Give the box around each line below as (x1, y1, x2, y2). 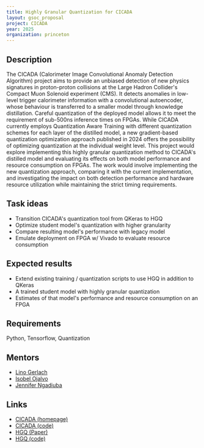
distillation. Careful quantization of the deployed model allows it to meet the (6, 109, 197, 117)
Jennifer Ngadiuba (15, 381, 62, 389)
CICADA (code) (15, 422, 54, 429)
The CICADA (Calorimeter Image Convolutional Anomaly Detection (6, 70, 173, 78)
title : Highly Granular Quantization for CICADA (6, 9, 133, 15)
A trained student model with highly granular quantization (15, 288, 160, 295)
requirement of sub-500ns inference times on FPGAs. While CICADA (6, 116, 179, 123)
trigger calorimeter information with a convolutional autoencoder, (19, 96, 183, 104)
